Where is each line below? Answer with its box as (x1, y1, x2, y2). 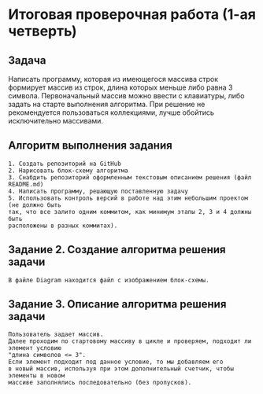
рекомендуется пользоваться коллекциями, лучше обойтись (8, 108, 215, 117)
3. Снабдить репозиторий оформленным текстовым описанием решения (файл (8, 173, 252, 182)
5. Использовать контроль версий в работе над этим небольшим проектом (8, 194, 248, 202)
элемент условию (8, 344, 61, 352)
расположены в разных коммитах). (8, 222, 118, 230)
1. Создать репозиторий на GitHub (8, 160, 122, 168)
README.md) (8, 180, 44, 188)
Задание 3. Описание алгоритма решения (8, 297, 227, 311)
